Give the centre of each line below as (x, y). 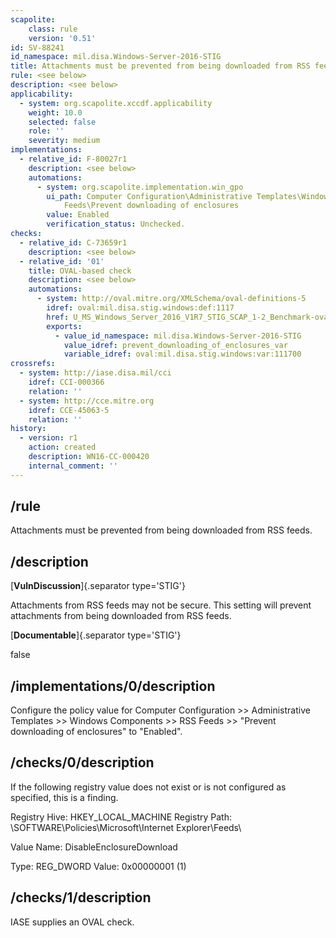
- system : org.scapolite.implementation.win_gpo (140, 187)
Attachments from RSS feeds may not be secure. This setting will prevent (161, 605)
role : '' (46, 131)
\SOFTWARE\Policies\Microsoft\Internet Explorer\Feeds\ (126, 827)
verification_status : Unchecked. (116, 224)
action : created (62, 447)
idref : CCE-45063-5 (69, 410)
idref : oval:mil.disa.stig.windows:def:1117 (140, 308)
